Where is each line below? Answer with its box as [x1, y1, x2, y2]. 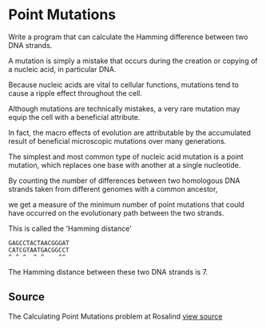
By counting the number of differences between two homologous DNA [8, 176, 240, 185]
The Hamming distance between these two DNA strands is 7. [8, 267, 208, 276]
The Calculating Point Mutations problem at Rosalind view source [8, 311, 223, 321]
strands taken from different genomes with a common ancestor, [8, 184, 218, 193]
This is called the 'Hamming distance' [8, 224, 132, 233]
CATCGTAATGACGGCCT [8, 246, 69, 254]
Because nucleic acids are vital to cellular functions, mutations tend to [8, 80, 240, 89]
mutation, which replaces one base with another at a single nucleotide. [8, 160, 241, 169]
